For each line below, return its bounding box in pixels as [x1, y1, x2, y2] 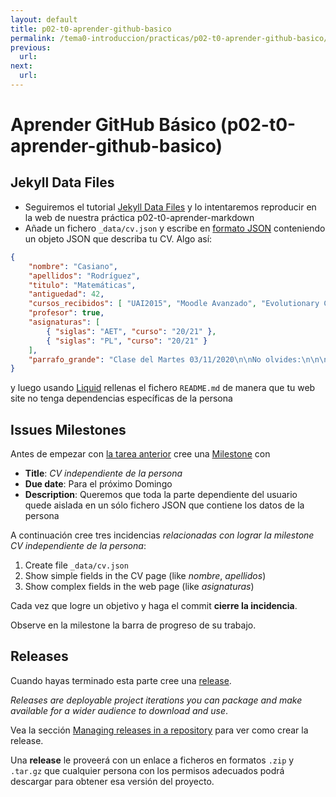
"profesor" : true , [28, 308, 105, 318]
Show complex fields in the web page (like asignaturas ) [24, 581, 255, 593]
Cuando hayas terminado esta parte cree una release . [10, 674, 232, 686]
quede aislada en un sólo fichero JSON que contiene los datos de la [24, 499, 305, 511]
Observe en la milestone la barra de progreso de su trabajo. [10, 619, 257, 631]
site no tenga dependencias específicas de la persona [10, 392, 233, 405]
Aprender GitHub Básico [10, 114, 217, 136]
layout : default [10, 14, 78, 25]
